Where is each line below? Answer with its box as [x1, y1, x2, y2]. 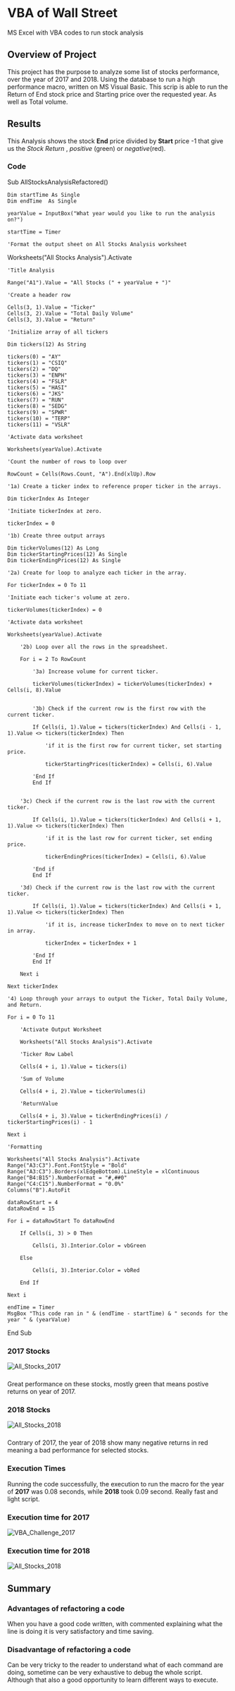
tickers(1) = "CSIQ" [7, 359, 68, 366]
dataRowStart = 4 [7, 1199, 58, 1206]
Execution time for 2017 [7, 1512, 90, 1522]
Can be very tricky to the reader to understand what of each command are [7, 1661, 224, 1669]
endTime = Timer [7, 1304, 55, 1311]
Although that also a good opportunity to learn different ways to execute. [7, 1675, 218, 1684]
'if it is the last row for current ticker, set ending [44, 835, 212, 842]
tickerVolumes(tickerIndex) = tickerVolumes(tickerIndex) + [32, 680, 212, 687]
